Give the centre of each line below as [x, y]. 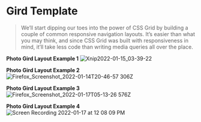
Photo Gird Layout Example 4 [43, 106]
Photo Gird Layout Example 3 [43, 88]
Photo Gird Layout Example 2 [43, 70]
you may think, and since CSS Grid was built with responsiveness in [105, 40]
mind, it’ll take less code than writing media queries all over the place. [107, 47]
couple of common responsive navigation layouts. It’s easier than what [108, 34]
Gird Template [42, 11]
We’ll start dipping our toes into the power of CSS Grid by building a [104, 28]
